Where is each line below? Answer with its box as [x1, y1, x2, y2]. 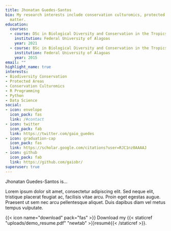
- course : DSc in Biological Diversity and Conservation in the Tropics [10, 31, 167, 36]
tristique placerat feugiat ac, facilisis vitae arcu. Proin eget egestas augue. [5, 194, 161, 200]
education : [5, 21, 28, 27]
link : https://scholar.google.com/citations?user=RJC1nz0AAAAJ [10, 145, 147, 151]
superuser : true [5, 164, 40, 169]
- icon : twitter [5, 121, 40, 127]
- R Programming [5, 88, 40, 94]
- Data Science [5, 98, 38, 103]
